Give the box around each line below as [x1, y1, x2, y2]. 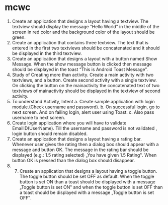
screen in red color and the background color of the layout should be [12, 29, 155, 35]
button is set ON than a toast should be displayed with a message [19, 178, 155, 185]
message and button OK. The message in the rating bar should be [12, 147, 149, 153]
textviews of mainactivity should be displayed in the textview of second [12, 88, 160, 94]
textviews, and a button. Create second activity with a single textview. [12, 77, 157, 83]
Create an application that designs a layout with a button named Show [12, 55, 157, 61]
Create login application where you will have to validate [12, 120, 127, 126]
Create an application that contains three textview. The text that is [12, 39, 149, 45]
